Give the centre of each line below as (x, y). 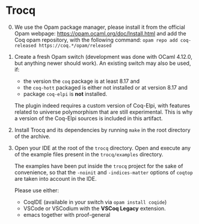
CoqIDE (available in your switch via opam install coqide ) (95, 202)
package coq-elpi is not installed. (65, 94)
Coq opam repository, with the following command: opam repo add (96, 40)
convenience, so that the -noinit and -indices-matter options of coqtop (103, 172)
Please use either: (37, 190)
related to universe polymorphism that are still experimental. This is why (103, 112)
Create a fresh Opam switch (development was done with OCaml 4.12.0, (103, 56)
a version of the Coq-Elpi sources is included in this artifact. (88, 118)
